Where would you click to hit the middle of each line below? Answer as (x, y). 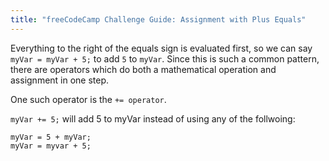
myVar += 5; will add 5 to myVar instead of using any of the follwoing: (153, 118)
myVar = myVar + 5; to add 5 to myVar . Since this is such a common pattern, (165, 58)
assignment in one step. (60, 80)
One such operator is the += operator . (88, 99)
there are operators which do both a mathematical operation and (143, 69)
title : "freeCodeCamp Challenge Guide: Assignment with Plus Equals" (158, 19)
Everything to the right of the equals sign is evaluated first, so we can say (161, 48)
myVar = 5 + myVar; (51, 137)
